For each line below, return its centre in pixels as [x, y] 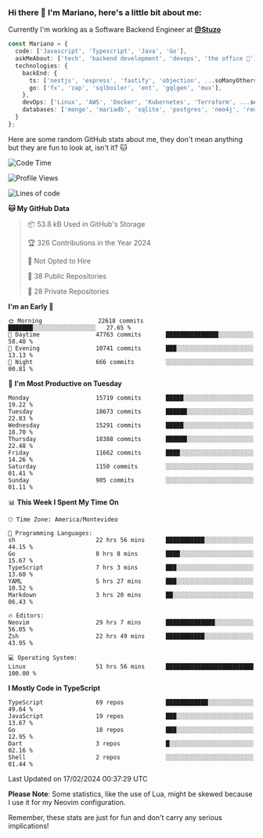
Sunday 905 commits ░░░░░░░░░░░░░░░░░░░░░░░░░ [131, 480]
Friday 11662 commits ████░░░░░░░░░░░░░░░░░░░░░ [131, 453]
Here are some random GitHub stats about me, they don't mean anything [125, 139]
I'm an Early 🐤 [31, 306]
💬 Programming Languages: [50, 533]
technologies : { [41, 66]
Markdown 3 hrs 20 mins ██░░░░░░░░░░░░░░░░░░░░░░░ [131, 595]
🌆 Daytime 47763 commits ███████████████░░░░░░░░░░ [131, 334]
